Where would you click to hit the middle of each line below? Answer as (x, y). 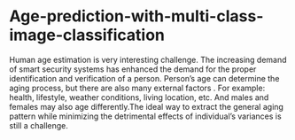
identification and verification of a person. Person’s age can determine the (144, 78)
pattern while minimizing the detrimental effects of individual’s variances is (145, 116)
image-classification (87, 35)
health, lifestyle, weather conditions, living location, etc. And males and (139, 97)
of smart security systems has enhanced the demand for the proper (133, 69)
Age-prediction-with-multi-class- (136, 16)
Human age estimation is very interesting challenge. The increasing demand (148, 59)
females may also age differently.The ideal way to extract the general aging (146, 106)
